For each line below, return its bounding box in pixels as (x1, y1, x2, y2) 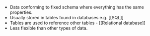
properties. (9, 9, 33, 15)
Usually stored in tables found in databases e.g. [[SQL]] (9, 15, 124, 20)
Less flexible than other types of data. (9, 25, 88, 31)
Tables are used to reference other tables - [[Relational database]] (9, 20, 146, 26)
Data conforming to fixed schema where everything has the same (9, 4, 144, 10)
